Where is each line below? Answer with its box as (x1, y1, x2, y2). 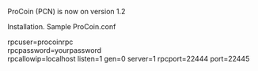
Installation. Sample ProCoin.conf (7, 22, 116, 31)
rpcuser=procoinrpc (7, 37, 74, 47)
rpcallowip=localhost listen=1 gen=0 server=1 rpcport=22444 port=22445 (7, 54, 250, 63)
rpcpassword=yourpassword (7, 46, 102, 54)
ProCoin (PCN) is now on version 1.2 (7, 7, 126, 16)
